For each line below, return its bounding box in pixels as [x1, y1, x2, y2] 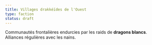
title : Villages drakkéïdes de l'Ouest [5, 7, 87, 12]
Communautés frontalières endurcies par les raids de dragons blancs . [5, 30, 147, 35]
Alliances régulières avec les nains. [5, 34, 76, 40]
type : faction [5, 12, 34, 16]
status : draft [5, 16, 34, 21]
